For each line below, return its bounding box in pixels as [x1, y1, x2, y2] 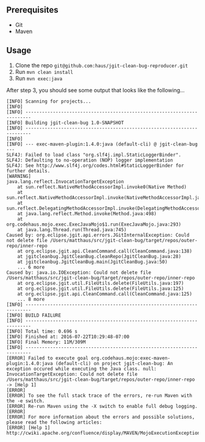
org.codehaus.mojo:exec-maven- [90, 355, 171, 361]
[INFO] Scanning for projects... [6, 98, 92, 105]
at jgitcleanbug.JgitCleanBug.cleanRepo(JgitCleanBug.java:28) [17, 253, 182, 259]
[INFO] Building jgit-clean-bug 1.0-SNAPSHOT [6, 119, 124, 126]
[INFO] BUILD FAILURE [6, 312, 62, 319]
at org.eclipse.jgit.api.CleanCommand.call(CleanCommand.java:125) [17, 290, 192, 297]
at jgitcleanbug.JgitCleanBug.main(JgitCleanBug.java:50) [17, 259, 168, 265]
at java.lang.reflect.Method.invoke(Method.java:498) [17, 210, 157, 216]
